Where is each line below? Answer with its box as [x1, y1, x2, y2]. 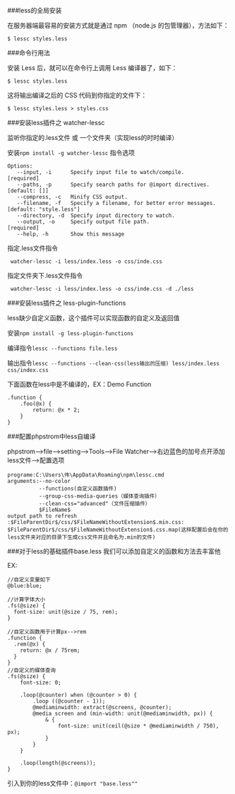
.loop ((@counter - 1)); [32, 698, 106, 705]
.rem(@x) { [13, 641, 46, 648]
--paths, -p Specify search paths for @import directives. [16, 181, 210, 188]
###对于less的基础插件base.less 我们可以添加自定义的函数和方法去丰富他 [7, 547, 221, 555]
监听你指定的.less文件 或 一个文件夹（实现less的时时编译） [7, 134, 179, 141]
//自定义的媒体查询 [7, 667, 56, 674]
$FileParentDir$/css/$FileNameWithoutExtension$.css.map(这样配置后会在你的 [7, 526, 229, 533]
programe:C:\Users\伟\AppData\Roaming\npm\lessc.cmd [7, 472, 164, 479]
